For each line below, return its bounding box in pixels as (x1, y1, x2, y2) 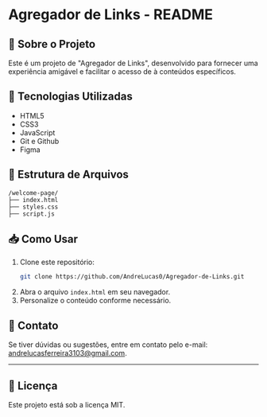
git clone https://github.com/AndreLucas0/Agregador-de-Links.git (19, 273, 245, 281)
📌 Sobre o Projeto (8, 37, 96, 51)
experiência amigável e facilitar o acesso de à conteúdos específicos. (8, 67, 237, 76)
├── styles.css (8, 203, 59, 211)
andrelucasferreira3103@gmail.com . (8, 349, 127, 358)
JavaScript (19, 127, 56, 137)
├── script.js (8, 209, 56, 218)
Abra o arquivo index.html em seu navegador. (19, 287, 171, 297)
